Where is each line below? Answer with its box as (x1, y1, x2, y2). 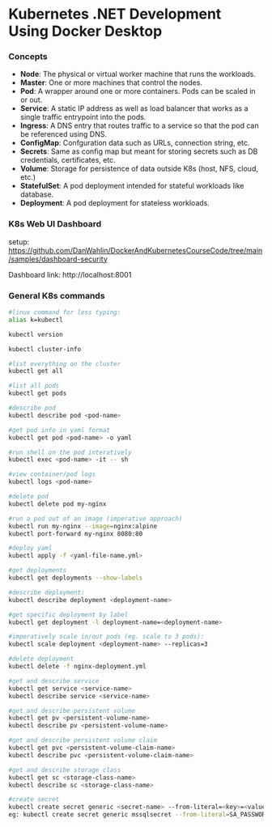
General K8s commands (8, 290, 105, 301)
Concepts (8, 51, 49, 62)
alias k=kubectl (8, 316, 63, 324)
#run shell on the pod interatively (8, 448, 132, 456)
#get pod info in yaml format (8, 426, 111, 434)
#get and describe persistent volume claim (8, 736, 158, 744)
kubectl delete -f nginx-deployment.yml (8, 663, 147, 671)
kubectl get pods (8, 389, 67, 397)
